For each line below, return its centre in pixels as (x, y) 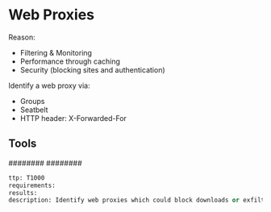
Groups (32, 101)
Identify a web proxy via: (49, 85)
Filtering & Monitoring (56, 52)
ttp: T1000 (27, 178)
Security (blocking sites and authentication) (92, 69)
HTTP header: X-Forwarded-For (73, 118)
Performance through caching (70, 61)
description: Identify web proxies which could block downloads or (124, 200)
